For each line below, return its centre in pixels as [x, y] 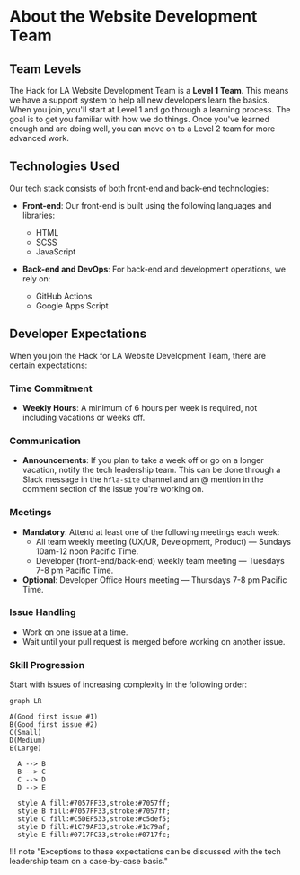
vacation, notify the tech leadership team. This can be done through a [151, 470]
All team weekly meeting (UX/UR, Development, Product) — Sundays [163, 541]
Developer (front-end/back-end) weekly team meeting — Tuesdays [160, 560]
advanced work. [39, 138]
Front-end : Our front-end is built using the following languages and [147, 205]
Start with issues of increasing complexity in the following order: [128, 684]
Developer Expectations [78, 334]
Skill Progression [47, 665]
